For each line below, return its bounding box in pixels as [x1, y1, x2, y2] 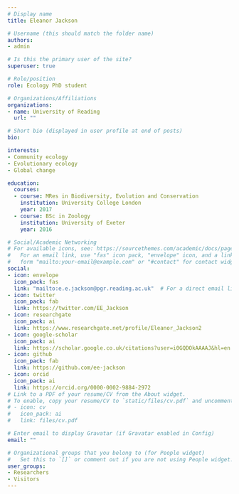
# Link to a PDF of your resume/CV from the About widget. [7, 390, 186, 398]
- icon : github [7, 351, 53, 358]
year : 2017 [20, 206, 53, 213]
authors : [7, 36, 33, 43]
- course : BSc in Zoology [14, 213, 91, 220]
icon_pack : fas [14, 278, 59, 285]
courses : [14, 186, 40, 193]
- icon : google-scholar [7, 331, 78, 338]
